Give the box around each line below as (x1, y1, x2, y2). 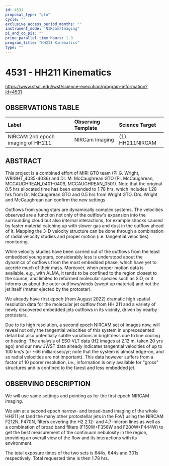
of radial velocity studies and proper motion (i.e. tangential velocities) (5, 233, 149, 240)
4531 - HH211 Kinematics (5, 67, 112, 78)
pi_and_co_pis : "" (5, 31, 44, 36)
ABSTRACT (5, 157, 42, 165)
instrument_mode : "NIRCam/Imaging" (5, 26, 80, 31)
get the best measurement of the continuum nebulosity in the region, (5, 430, 148, 435)
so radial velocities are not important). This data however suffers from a (5, 354, 154, 360)
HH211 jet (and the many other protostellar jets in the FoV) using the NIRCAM (5, 413, 164, 419)
